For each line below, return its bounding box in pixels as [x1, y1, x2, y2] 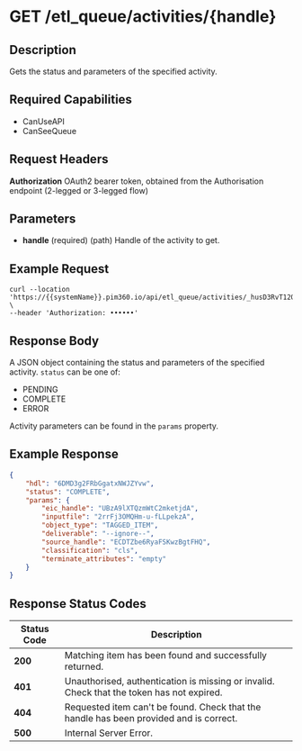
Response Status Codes [9, 596, 147, 611]
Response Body [9, 333, 100, 348]
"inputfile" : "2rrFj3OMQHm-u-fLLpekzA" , [41, 512, 195, 521]
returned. [64, 660, 104, 673]
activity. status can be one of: [9, 366, 121, 377]
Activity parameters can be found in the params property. [9, 421, 218, 431]
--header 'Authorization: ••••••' [9, 309, 139, 318]
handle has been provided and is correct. [64, 712, 238, 725]
